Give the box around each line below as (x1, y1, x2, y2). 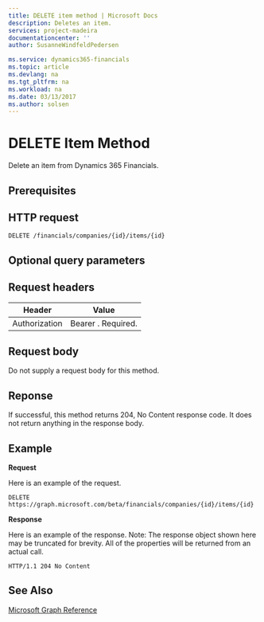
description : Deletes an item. (8, 19, 112, 27)
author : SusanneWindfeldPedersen (8, 41, 119, 49)
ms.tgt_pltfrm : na (8, 77, 69, 86)
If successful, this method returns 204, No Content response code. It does (8, 410, 252, 420)
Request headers (8, 280, 95, 295)
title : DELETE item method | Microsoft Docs (8, 11, 158, 20)
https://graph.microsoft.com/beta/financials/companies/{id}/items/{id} (8, 501, 254, 509)
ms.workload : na (8, 85, 62, 93)
